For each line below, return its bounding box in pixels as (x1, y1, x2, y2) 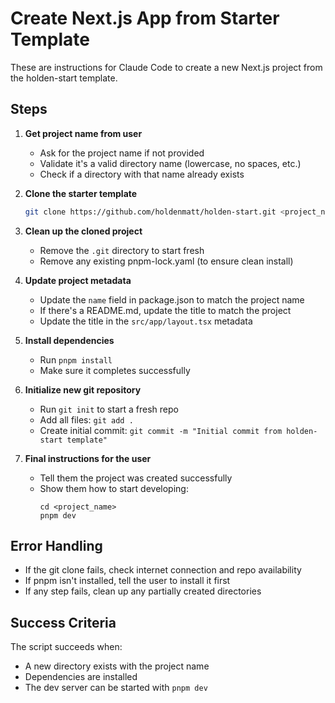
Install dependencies (24, 334, 115, 346)
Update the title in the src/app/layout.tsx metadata (39, 315, 253, 327)
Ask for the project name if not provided (39, 147, 205, 159)
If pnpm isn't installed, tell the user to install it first (24, 575, 231, 587)
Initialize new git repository (24, 383, 142, 396)
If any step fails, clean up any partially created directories (24, 585, 262, 597)
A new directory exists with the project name (24, 660, 210, 672)
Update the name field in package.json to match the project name (39, 293, 305, 306)
